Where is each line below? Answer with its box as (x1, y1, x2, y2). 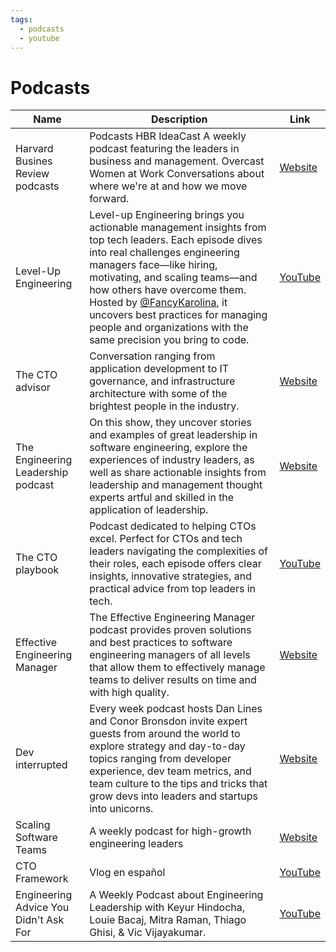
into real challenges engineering (89, 246, 240, 260)
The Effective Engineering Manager (89, 611, 256, 625)
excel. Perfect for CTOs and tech (89, 532, 243, 546)
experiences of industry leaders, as (89, 453, 255, 467)
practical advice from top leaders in (89, 582, 257, 596)
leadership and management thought (89, 478, 263, 492)
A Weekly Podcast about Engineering (89, 888, 264, 902)
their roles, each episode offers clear (89, 557, 262, 571)
